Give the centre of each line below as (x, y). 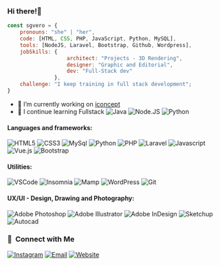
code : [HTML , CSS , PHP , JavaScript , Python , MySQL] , (98, 39)
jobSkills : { (39, 52)
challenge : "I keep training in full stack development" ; (106, 84)
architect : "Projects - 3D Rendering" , (125, 58)
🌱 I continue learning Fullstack (61, 111)
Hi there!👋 (24, 11)
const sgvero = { (32, 26)
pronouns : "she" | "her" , (58, 32)
